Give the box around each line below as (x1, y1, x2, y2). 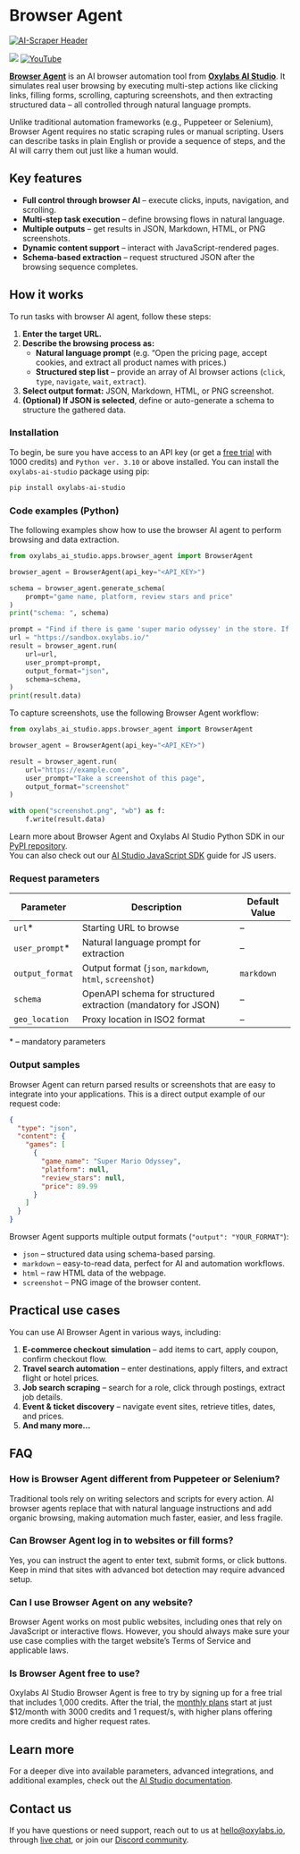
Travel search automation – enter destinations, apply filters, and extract (21, 1363, 288, 1374)
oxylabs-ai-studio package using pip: (9, 466, 150, 477)
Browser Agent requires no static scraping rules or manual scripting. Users (9, 126, 284, 137)
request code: (9, 1097, 61, 1109)
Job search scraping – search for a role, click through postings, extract (21, 1382, 286, 1393)
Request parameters (9, 872, 100, 885)
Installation (9, 427, 60, 439)
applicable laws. (9, 1645, 69, 1655)
